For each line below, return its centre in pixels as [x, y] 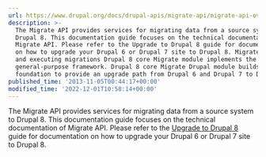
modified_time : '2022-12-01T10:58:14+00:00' [83, 89]
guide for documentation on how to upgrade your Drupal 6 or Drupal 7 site [129, 136]
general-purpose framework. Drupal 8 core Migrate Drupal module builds [138, 67]
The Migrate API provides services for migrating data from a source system [131, 111]
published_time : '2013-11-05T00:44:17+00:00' [84, 81]
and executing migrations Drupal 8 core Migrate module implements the [136, 60]
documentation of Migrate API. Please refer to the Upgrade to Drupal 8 [123, 128]
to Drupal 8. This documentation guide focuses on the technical [112, 120]
